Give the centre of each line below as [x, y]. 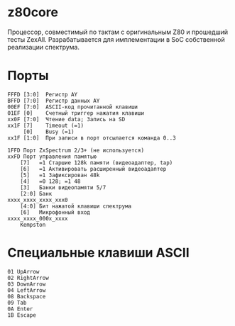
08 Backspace [27, 296]
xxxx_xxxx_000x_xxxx [38, 218]
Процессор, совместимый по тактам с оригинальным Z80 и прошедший [118, 32]
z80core [33, 12]
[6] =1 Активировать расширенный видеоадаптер [93, 169]
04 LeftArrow [27, 290]
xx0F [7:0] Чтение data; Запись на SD [66, 119]
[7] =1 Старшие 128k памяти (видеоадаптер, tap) [97, 163]
